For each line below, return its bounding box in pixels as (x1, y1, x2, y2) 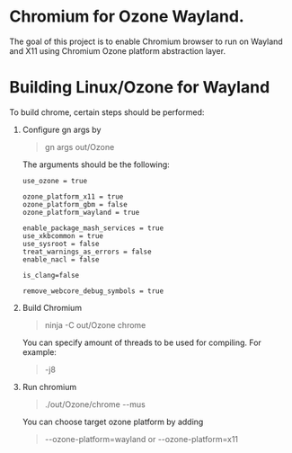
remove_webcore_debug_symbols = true (22, 286, 164, 296)
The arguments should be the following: (22, 159, 171, 170)
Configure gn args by (22, 124, 102, 135)
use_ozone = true (22, 176, 88, 185)
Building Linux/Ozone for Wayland (9, 77, 270, 98)
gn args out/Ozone (44, 141, 115, 152)
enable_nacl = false (22, 254, 100, 264)
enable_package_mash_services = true (22, 223, 164, 233)
